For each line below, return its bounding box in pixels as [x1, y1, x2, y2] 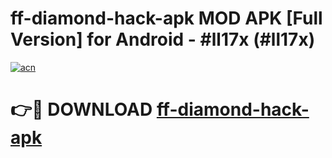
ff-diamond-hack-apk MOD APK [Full [10, 7, 323, 30]
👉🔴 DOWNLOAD [10, 98, 153, 121]
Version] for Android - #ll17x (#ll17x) [10, 28, 316, 51]
